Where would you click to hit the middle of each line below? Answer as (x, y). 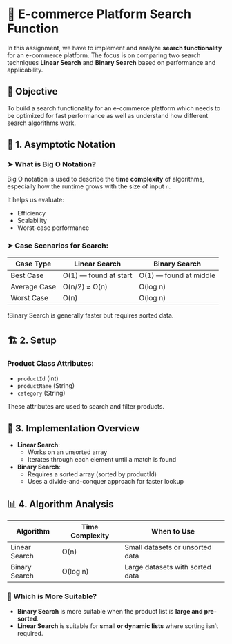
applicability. (25, 70)
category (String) (41, 393)
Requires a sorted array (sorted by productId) (92, 474)
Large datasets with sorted (168, 567)
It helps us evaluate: (36, 200)
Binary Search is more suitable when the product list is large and (110, 612)
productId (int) (38, 378)
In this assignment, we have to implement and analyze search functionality (115, 48)
